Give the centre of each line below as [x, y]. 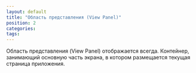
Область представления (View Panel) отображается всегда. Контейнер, [98, 51]
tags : [13, 34]
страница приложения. [36, 64]
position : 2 [21, 23]
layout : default [26, 12]
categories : [21, 28]
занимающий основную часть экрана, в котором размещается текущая [98, 57]
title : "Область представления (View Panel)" [64, 17]
